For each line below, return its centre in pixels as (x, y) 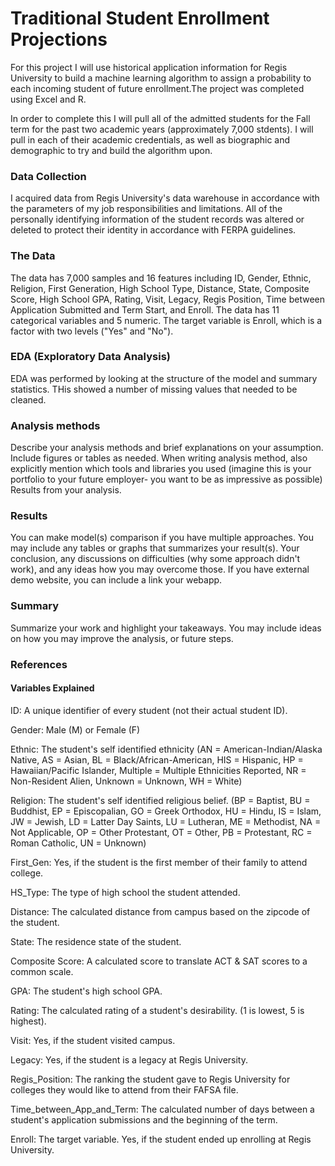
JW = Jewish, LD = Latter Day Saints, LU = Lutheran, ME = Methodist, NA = (166, 821)
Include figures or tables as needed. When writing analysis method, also (159, 458)
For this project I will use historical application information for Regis (149, 67)
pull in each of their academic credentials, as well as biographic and (150, 139)
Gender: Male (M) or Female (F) (75, 729)
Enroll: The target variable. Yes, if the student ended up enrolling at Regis (161, 1139)
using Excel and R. (48, 99)
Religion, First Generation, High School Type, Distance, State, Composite (160, 288)
